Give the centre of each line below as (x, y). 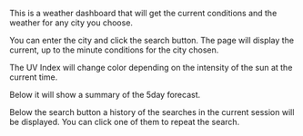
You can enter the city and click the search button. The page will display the (151, 40)
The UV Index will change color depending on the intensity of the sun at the (151, 68)
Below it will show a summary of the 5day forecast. (105, 95)
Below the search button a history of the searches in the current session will (152, 112)
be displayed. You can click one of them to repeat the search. (125, 122)
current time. (34, 77)
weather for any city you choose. (71, 23)
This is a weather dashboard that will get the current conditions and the (143, 13)
